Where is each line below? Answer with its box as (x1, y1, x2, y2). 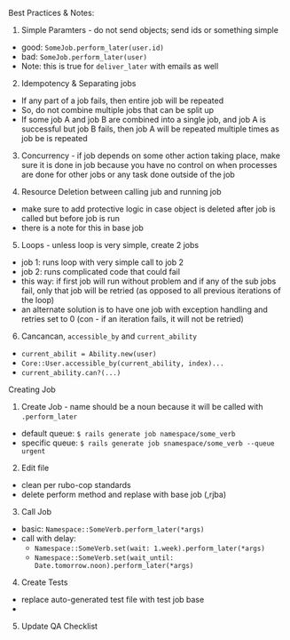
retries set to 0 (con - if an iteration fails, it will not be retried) (20, 314, 245, 324)
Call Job (20, 507, 52, 516)
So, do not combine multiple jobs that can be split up (20, 105, 215, 115)
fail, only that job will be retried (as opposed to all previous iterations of (20, 285, 281, 296)
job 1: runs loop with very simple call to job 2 (20, 257, 184, 268)
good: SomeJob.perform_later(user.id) (20, 42, 165, 52)
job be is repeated (20, 133, 88, 143)
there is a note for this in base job (20, 222, 144, 233)
